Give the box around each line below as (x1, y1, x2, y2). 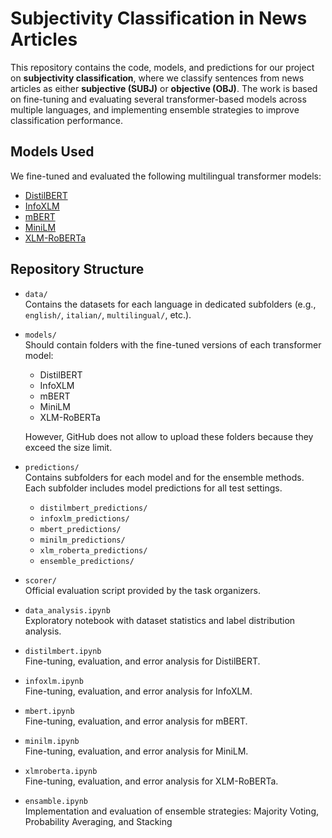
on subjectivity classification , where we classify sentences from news (10, 72, 305, 84)
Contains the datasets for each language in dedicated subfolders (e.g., (24, 298, 317, 310)
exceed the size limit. (24, 441, 113, 453)
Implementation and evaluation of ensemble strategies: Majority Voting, (24, 805, 320, 817)
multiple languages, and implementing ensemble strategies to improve (10, 103, 300, 116)
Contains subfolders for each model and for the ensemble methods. (24, 471, 305, 483)
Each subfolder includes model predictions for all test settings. (24, 482, 283, 494)
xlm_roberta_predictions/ (39, 545, 148, 556)
